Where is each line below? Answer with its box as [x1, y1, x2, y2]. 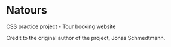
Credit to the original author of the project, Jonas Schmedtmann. [6, 34, 166, 41]
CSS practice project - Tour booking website [6, 23, 116, 30]
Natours [6, 4, 48, 17]
